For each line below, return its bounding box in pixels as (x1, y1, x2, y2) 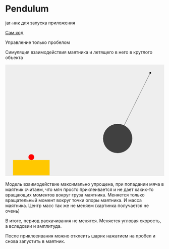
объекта (5, 54, 23, 61)
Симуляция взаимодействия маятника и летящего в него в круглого (5, 49, 153, 55)
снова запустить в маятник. (5, 238, 66, 244)
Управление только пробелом (5, 39, 70, 45)
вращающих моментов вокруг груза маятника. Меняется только (5, 191, 145, 197)
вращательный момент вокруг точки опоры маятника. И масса (5, 197, 142, 203)
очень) (5, 208, 20, 214)
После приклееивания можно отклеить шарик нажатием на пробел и (5, 233, 155, 239)
